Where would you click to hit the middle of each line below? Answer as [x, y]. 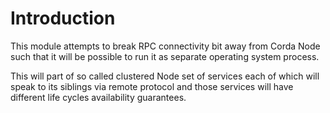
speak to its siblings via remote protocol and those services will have [152, 86]
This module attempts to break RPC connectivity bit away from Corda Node [165, 46]
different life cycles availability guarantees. [98, 97]
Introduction [63, 18]
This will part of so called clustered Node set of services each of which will [165, 76]
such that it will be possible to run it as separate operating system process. [165, 56]
